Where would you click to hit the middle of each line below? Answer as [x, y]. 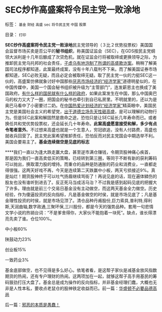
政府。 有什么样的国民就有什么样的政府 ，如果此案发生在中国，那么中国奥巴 [83, 93]
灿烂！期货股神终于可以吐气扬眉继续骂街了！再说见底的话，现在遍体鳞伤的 [83, 176]
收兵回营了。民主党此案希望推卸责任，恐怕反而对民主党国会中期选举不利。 [83, 136]
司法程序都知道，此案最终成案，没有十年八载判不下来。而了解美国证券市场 [83, 69]
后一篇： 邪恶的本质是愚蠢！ [33, 304]
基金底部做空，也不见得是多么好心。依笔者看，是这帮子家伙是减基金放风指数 [81, 270]
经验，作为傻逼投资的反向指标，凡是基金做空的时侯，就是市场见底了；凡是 [79, 194]
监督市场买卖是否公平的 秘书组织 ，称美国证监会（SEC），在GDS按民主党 [80, 51]
